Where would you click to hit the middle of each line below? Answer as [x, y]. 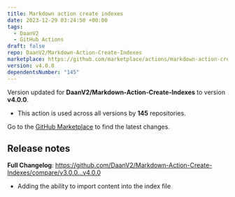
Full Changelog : [30, 166]
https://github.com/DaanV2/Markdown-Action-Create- [134, 166]
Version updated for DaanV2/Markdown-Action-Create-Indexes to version [116, 92]
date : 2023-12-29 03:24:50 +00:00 [58, 20]
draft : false [26, 46]
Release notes [39, 148]
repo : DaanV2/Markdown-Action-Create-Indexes [74, 53]
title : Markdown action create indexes [65, 14]
